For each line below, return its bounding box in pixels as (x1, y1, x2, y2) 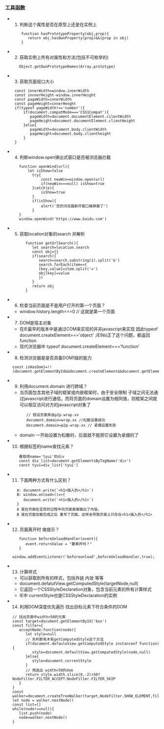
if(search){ (32, 254, 56, 259)
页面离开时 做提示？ (19, 526, 60, 533)
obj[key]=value (38, 271, 70, 276)
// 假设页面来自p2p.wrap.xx (26, 413, 79, 417)
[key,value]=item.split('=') (38, 266, 98, 272)
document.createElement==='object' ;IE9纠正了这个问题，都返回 (19, 332, 150, 338)
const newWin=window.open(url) (41, 177, 105, 182)
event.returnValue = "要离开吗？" (25, 542, 92, 547)
